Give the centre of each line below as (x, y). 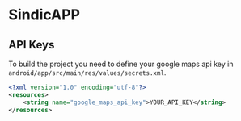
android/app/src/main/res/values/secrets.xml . (87, 73)
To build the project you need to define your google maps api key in (121, 64)
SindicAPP (44, 15)
